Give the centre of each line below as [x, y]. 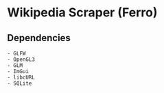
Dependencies [39, 38]
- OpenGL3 [21, 59]
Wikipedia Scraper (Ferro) [82, 13]
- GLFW [16, 53]
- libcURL [21, 77]
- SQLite [20, 83]
